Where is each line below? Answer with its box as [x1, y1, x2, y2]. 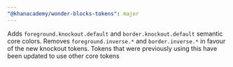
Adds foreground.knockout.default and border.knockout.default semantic [7, 29, 223, 38]
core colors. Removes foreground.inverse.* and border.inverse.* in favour [7, 36, 226, 45]
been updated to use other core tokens [7, 52, 120, 60]
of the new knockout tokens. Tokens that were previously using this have [7, 44, 218, 52]
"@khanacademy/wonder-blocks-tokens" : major [7, 10, 139, 17]
